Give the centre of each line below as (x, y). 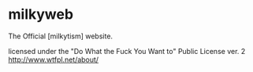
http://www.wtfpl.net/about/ (54, 59)
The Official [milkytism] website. (60, 36)
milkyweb (41, 14)
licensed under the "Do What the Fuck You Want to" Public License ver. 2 (127, 51)
